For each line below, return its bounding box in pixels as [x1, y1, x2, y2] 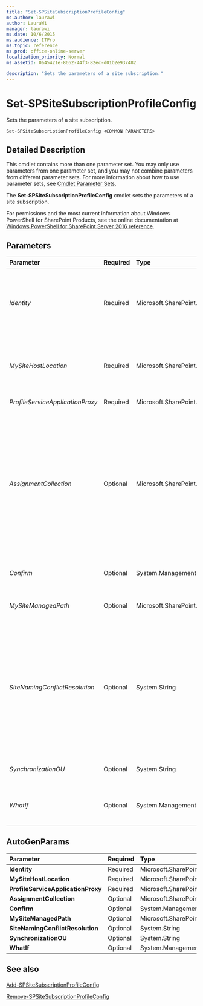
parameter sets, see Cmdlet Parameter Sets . [6, 180, 117, 188]
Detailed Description [6, 145, 86, 155]
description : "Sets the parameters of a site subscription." [6, 70, 164, 76]
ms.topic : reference [6, 43, 59, 49]
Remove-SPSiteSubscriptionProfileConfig [6, 993, 110, 1000]
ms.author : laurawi [6, 15, 56, 21]
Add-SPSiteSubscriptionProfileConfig [6, 981, 100, 988]
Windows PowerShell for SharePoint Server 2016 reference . [6, 223, 155, 230]
